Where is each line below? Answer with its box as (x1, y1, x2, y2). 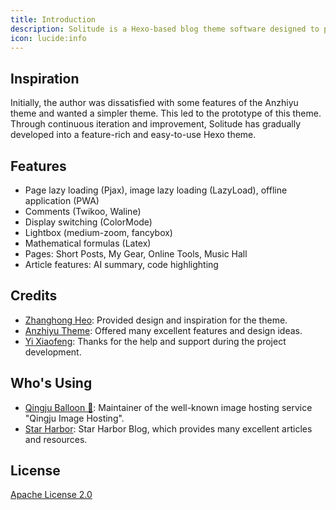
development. (24, 346, 82, 358)
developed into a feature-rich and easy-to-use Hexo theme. (10, 129, 257, 141)
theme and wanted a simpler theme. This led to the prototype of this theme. (10, 107, 322, 120)
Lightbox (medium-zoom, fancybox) (24, 227, 173, 238)
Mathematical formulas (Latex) (24, 237, 152, 249)
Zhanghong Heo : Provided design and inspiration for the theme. (24, 314, 288, 326)
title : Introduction (10, 14, 97, 25)
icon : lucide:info (10, 33, 87, 43)
